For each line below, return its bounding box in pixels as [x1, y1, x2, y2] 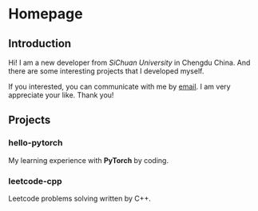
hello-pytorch [8, 137, 63, 149]
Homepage [8, 5, 83, 23]
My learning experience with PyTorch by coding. [8, 155, 169, 165]
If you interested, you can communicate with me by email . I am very [8, 82, 231, 91]
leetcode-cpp [8, 175, 62, 186]
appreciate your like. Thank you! [8, 90, 114, 100]
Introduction [8, 37, 72, 50]
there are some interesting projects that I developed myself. [8, 66, 204, 76]
